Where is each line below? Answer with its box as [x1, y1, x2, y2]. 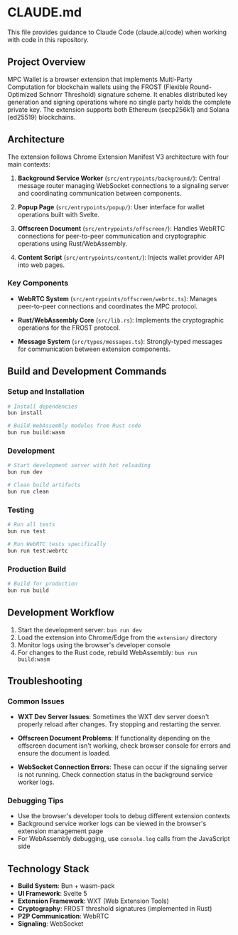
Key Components [7, 278, 69, 288]
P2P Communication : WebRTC [17, 912, 109, 921]
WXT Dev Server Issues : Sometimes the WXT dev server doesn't [17, 713, 210, 721]
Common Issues [7, 696, 65, 706]
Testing [7, 505, 34, 515]
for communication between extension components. [17, 345, 171, 353]
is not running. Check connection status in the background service [17, 771, 213, 779]
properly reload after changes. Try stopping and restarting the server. [17, 720, 222, 728]
